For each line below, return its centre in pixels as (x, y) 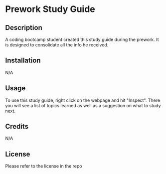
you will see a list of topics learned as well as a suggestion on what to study (83, 105)
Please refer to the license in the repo (44, 166)
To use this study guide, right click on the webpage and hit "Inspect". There (83, 100)
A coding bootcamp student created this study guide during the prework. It (82, 39)
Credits (17, 126)
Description (24, 28)
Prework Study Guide (50, 9)
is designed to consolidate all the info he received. (57, 45)
